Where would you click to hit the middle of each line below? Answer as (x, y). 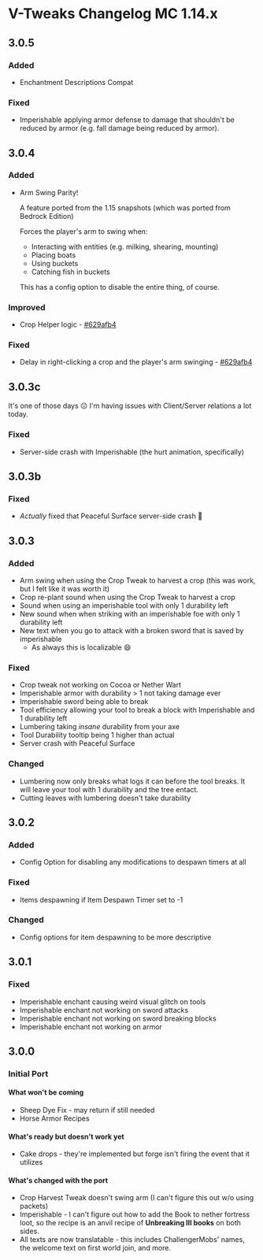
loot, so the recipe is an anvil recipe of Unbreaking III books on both (130, 1223)
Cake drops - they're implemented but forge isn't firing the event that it (134, 1154)
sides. (29, 1231)
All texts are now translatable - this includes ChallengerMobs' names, (132, 1240)
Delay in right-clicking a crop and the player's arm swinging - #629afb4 (136, 362)
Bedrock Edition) (46, 216)
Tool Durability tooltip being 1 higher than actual (97, 735)
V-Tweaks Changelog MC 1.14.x (113, 14)
